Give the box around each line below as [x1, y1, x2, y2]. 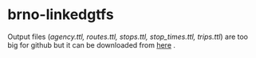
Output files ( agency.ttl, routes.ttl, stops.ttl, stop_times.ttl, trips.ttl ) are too [7, 32, 249, 41]
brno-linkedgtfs [7, 6, 114, 24]
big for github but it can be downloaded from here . [7, 40, 176, 49]
